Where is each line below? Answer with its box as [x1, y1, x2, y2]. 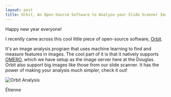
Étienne [5, 86, 21, 92]
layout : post [5, 7, 33, 13]
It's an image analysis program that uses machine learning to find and [5, 45, 152, 52]
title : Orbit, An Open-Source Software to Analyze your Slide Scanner [5, 12, 158, 17]
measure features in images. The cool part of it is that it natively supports [5, 51, 159, 57]
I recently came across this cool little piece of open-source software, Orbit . [5, 36, 163, 42]
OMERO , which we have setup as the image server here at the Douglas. [5, 56, 155, 62]
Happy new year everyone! [5, 26, 62, 32]
